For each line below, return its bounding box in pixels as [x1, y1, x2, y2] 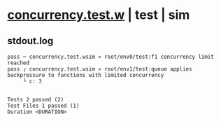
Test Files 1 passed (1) [7, 102, 80, 109]
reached [7, 59, 30, 66]
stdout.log [7, 35, 54, 47]
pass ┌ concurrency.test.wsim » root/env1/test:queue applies [7, 66, 192, 73]
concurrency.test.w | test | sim [7, 7, 190, 23]
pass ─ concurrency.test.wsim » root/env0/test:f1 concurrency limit [7, 53, 215, 60]
